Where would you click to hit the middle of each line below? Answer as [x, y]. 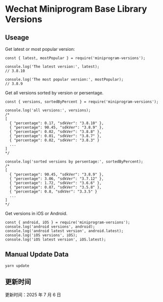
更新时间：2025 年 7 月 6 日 [33, 295]
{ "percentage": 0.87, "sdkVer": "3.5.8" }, [56, 187]
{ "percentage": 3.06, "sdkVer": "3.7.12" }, [57, 179]
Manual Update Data [37, 254]
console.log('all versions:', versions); [48, 110]
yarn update [17, 266]
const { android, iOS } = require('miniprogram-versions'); [68, 222]
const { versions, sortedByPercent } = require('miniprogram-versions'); [82, 102]
